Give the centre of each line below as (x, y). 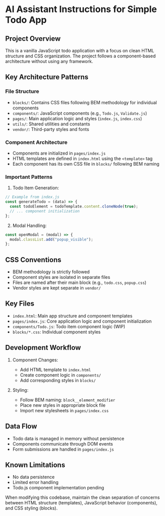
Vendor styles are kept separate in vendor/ (57, 288)
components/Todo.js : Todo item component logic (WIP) (69, 326)
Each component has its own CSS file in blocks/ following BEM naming (86, 164)
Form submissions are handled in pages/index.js (63, 449)
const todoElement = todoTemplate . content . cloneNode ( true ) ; (74, 207)
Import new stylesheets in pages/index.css (64, 410)
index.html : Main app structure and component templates (72, 316)
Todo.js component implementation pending (58, 488)
